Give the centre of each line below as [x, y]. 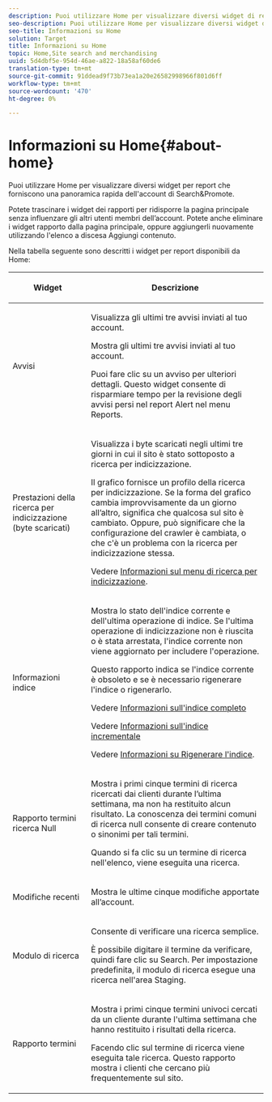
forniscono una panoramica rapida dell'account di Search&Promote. [121, 194]
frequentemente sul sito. [137, 1079]
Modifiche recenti [46, 897]
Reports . [106, 415]
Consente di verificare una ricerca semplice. [174, 931]
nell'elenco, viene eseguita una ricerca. [165, 863]
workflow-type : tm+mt [45, 83]
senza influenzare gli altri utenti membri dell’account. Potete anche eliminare [136, 218]
